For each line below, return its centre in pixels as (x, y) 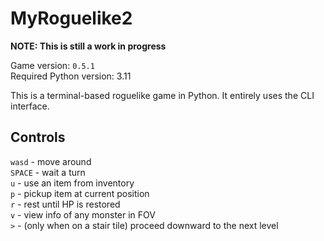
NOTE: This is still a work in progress (88, 46)
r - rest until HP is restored (65, 204)
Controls (38, 137)
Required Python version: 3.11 (71, 76)
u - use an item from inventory (72, 183)
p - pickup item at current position (80, 193)
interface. (30, 106)
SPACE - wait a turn (48, 172)
